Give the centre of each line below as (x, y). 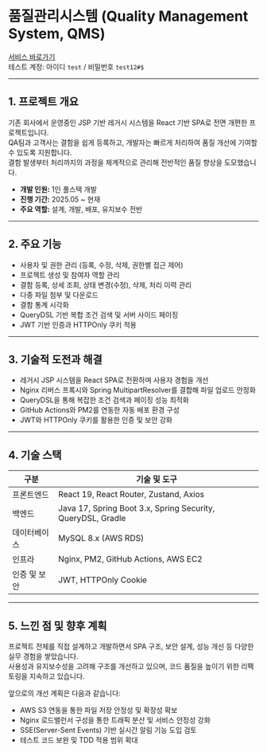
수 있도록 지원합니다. (40, 152)
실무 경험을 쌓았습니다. (43, 656)
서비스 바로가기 (32, 57)
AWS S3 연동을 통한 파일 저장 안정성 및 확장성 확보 (99, 710)
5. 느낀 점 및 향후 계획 (58, 626)
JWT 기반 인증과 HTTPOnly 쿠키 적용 (78, 324)
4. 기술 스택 (35, 455)
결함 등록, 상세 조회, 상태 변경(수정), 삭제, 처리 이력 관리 (106, 284)
